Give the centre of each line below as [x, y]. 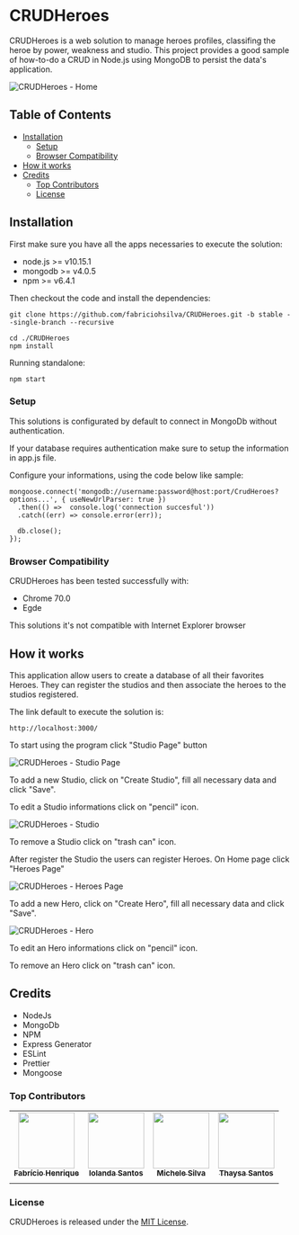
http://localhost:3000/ [54, 728]
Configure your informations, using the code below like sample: [127, 475]
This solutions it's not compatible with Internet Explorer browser [128, 625]
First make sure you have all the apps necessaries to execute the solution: [146, 244]
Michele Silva [181, 1173]
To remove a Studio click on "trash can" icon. [93, 841]
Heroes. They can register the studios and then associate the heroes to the [148, 685]
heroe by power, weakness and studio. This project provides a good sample [149, 49]
